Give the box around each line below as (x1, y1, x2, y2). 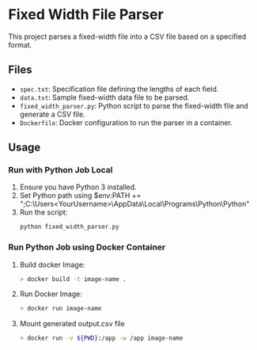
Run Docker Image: (19, 289, 83, 299)
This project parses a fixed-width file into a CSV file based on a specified (8, 32, 247, 41)
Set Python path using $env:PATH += (19, 191, 142, 200)
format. (8, 40, 32, 49)
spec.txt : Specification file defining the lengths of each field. (19, 84, 219, 93)
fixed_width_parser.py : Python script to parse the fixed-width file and (19, 101, 249, 110)
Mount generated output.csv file (19, 319, 125, 329)
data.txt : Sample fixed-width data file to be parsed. (19, 93, 190, 102)
